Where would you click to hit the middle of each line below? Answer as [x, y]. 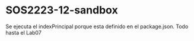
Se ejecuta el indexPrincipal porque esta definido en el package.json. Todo [97, 26]
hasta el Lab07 [24, 32]
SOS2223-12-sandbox [62, 10]
